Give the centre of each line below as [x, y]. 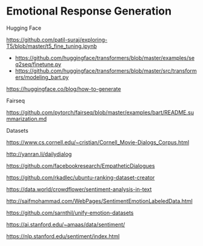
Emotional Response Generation [89, 11]
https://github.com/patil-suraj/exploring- [57, 39]
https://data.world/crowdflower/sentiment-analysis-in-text [79, 189]
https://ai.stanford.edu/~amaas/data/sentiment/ [66, 224]
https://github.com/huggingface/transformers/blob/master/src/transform [106, 70]
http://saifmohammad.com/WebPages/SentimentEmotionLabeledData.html [99, 201]
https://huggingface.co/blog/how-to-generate [64, 88]
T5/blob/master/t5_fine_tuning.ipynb [52, 46]
